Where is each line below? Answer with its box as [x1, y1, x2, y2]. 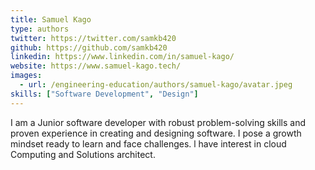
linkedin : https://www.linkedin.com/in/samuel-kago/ [10, 52, 235, 62]
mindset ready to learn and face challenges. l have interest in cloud [10, 137, 287, 150]
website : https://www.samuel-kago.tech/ [10, 61, 182, 71]
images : [10, 71, 43, 81]
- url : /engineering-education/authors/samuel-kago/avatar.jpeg [19, 80, 293, 90]
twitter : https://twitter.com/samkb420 [10, 33, 177, 43]
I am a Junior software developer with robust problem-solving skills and [10, 116, 307, 128]
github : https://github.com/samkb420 [10, 42, 168, 53]
